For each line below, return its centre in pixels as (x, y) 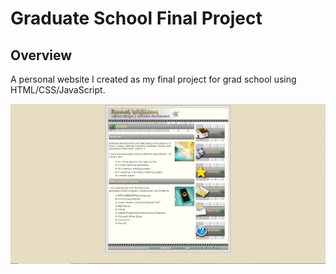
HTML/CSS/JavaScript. (58, 90)
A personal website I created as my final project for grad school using (153, 79)
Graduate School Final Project (136, 18)
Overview (41, 55)
